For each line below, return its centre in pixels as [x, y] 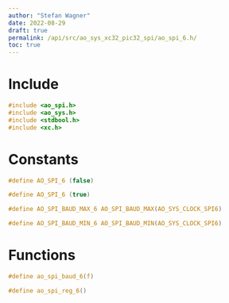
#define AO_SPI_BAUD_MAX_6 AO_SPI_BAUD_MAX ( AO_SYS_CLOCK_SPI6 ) [115, 209]
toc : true [25, 45]
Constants [43, 159]
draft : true [28, 30]
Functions [42, 255]
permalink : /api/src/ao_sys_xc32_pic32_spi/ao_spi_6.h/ [103, 38]
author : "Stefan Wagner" [49, 15]
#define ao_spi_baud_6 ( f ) [51, 276]
